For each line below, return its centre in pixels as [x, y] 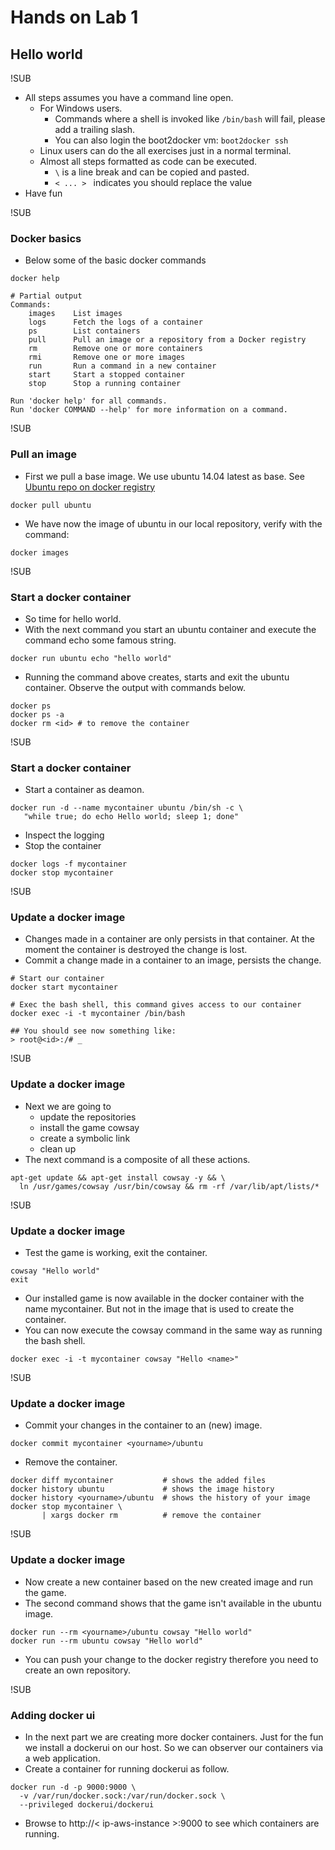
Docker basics [46, 238]
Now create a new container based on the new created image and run [168, 1582]
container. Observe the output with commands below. [135, 687]
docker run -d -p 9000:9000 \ [73, 1787]
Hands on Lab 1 [74, 17]
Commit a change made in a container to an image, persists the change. [173, 960]
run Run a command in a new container [122, 366]
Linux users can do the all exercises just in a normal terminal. [165, 150]
